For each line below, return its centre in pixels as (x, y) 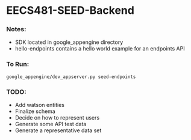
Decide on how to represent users (57, 118)
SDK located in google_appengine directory (69, 42)
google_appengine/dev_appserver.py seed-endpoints (71, 77)
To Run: (18, 64)
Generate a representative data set (58, 130)
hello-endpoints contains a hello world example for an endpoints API (100, 49)
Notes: (16, 29)
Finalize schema (35, 111)
